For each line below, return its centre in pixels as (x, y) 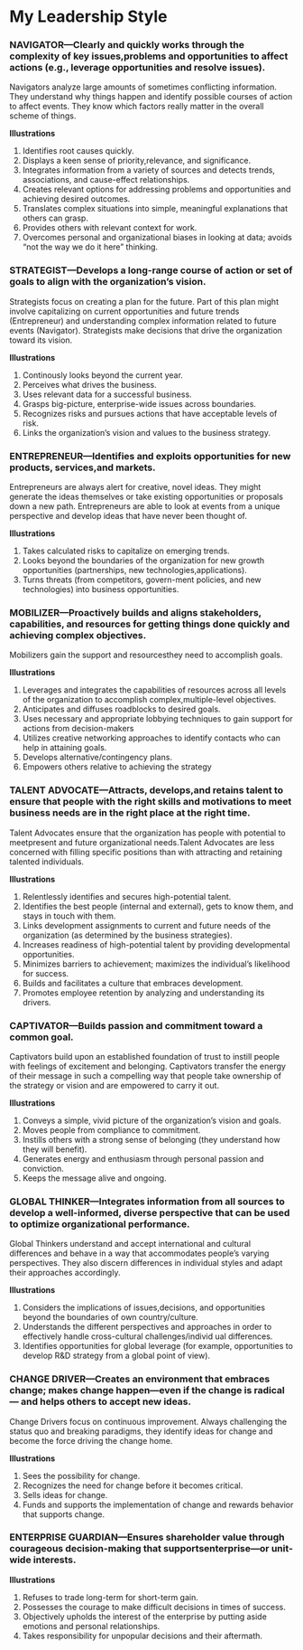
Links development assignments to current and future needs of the (147, 925)
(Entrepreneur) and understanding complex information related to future (143, 321)
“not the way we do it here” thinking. (90, 247)
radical (270, 1391)
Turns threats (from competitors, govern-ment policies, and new (142, 580)
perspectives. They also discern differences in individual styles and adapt (146, 1263)
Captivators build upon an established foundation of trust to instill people (145, 1056)
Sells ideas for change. (65, 1494)
